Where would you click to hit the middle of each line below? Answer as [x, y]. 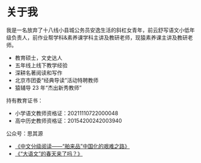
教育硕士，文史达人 [39, 58]
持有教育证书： [25, 100]
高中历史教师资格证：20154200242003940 [68, 120]
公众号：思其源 [25, 133]
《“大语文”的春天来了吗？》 [49, 153]
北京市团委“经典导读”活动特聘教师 [57, 80]
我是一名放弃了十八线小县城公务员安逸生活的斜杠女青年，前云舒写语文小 [95, 30]
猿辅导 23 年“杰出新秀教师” [48, 87]
